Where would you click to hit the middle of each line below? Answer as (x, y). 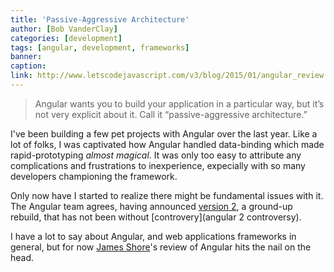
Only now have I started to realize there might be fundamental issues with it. (167, 195)
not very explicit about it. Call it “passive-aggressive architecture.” (171, 114)
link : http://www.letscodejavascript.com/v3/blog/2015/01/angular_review (167, 76)
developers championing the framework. (94, 176)
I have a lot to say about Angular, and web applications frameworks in (153, 236)
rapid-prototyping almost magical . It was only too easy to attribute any (156, 155)
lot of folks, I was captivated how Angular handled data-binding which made (167, 144)
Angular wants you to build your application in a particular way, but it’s (179, 103)
